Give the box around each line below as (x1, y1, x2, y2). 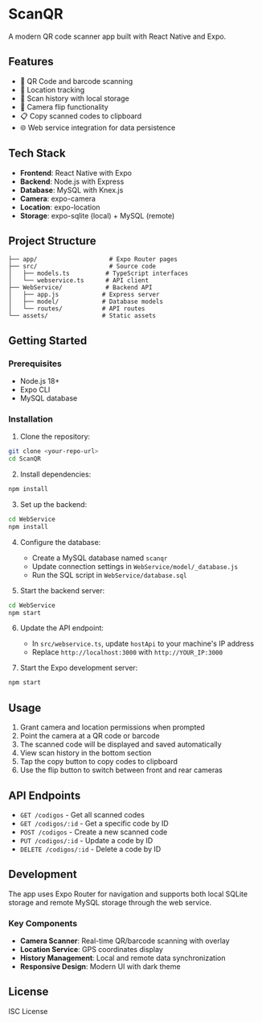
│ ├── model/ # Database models (8, 297, 163, 306)
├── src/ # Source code (8, 263, 157, 271)
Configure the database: (19, 537, 101, 547)
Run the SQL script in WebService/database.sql (31, 570, 187, 580)
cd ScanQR (8, 455, 42, 464)
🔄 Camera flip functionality (19, 102, 108, 111)
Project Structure (8, 234, 96, 247)
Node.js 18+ (19, 376, 60, 386)
